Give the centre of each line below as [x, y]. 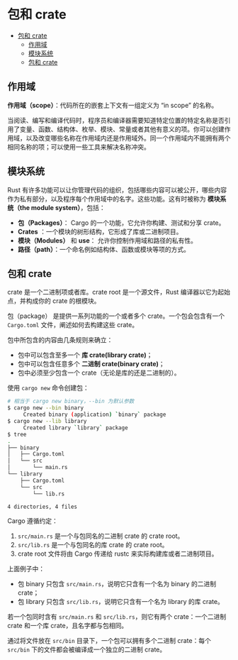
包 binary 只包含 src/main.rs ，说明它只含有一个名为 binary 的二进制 [117, 584]
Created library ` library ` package [76, 428]
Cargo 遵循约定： [33, 521]
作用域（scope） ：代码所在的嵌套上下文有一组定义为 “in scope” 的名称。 [113, 105]
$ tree [17, 434]
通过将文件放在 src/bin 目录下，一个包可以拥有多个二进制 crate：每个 [109, 641]
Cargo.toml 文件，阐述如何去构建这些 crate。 [73, 325]
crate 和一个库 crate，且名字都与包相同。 [68, 626]
